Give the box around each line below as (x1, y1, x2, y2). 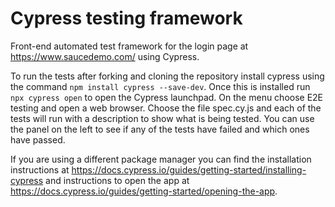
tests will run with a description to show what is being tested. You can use (10, 112, 315, 124)
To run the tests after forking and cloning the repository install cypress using (10, 70, 325, 82)
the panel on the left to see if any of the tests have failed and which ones (10, 123, 310, 135)
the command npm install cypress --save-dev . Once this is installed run (10, 80, 311, 92)
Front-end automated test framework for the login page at (10, 40, 249, 52)
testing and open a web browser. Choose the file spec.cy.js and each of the (10, 102, 322, 114)
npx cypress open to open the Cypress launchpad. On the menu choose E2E (10, 91, 324, 103)
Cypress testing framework (10, 7, 243, 30)
